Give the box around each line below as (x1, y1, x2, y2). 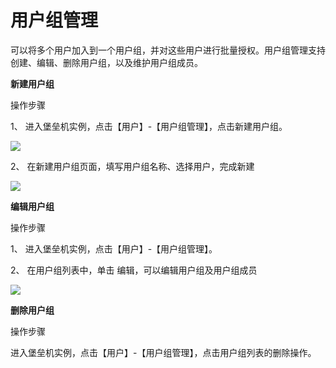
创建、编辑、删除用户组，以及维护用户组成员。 (10, 56, 203, 68)
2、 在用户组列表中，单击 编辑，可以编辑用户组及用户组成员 (10, 264, 258, 276)
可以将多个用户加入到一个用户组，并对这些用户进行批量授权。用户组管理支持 (10, 44, 326, 56)
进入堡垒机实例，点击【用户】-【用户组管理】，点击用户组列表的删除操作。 (10, 346, 317, 358)
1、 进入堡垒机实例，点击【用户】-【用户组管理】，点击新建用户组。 (10, 120, 288, 132)
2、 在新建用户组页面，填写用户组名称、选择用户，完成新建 (10, 160, 255, 172)
